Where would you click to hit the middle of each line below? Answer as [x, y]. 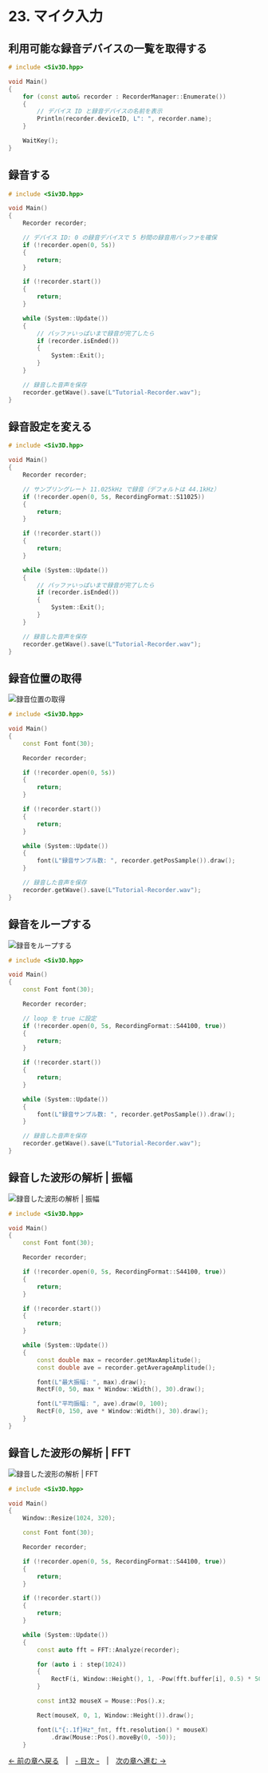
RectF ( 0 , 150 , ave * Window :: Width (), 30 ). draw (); [123, 1412]
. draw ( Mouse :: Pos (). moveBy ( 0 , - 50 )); [114, 1737]
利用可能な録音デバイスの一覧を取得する [108, 48]
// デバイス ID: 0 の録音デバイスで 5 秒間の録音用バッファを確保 [120, 238]
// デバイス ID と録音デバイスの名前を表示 [100, 112]
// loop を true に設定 [60, 1018]
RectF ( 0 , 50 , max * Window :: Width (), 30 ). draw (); [121, 1389]
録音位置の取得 [45, 678]
